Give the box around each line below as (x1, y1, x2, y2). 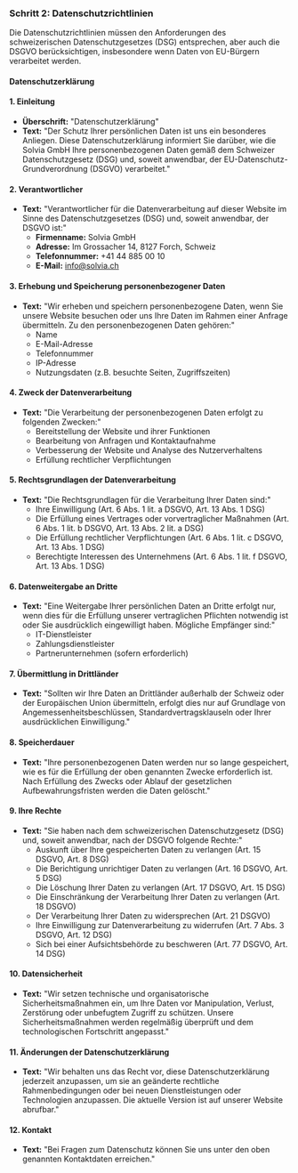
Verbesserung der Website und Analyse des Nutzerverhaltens (35, 444, 262, 456)
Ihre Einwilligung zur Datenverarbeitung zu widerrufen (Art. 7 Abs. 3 (35, 919, 285, 930)
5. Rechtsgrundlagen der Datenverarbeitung (9, 474, 176, 485)
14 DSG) (35, 948, 66, 959)
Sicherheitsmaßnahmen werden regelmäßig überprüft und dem (21, 1016, 254, 1027)
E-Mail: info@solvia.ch (35, 261, 120, 271)
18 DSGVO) (35, 901, 77, 911)
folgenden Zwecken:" (21, 417, 101, 427)
